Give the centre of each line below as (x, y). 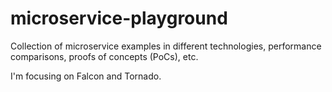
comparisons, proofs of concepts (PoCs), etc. (104, 56)
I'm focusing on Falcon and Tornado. (86, 76)
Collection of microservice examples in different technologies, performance (166, 46)
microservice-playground (119, 18)
